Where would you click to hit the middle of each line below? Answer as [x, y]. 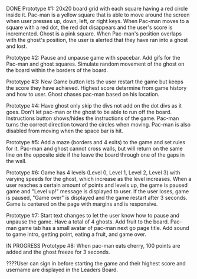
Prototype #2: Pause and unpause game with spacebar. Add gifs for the [93, 58]
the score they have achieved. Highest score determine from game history [96, 88]
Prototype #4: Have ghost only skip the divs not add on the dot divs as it [94, 106]
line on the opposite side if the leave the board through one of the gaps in [96, 155]
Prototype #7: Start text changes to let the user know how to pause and [93, 215]
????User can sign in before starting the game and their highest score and [96, 263]
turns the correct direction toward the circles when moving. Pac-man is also [98, 124]
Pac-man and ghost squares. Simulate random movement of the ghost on [95, 64]
